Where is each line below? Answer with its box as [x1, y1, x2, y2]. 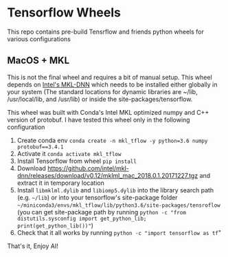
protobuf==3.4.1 [16, 143, 64, 150]
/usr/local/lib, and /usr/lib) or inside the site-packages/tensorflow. [7, 95, 193, 103]
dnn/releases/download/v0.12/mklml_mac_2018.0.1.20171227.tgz [16, 171, 198, 179]
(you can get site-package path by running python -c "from [16, 208, 187, 216]
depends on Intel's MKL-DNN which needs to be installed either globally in [7, 80, 218, 89]
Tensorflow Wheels [7, 5, 122, 21]
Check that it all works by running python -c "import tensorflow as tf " [16, 228, 222, 236]
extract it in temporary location [16, 179, 104, 187]
